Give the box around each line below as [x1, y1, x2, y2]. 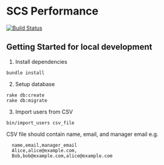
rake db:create [6, 92, 45, 98]
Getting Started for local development [6, 42, 152, 52]
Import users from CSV [15, 108, 73, 115]
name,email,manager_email [12, 142, 78, 148]
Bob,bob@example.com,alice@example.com [12, 153, 113, 159]
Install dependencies [15, 58, 68, 65]
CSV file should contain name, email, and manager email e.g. [6, 130, 159, 138]
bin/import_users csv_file [6, 120, 75, 126]
